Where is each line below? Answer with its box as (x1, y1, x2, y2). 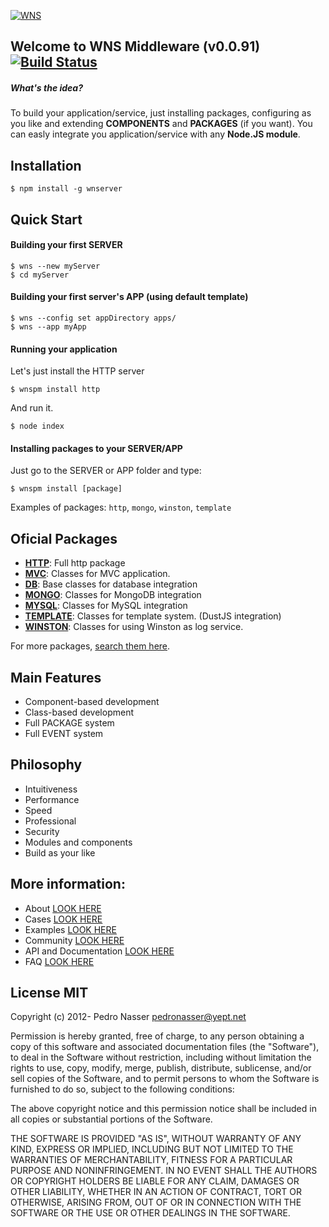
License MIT (10, 985, 89, 1002)
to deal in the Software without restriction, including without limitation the (10, 1051, 312, 1064)
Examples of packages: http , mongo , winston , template (10, 501, 232, 514)
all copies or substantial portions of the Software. (10, 1113, 213, 1125)
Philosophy (10, 756, 83, 774)
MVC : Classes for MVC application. (24, 568, 171, 580)
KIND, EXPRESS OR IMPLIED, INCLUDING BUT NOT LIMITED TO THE (10, 1143, 294, 1155)
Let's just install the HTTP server (10, 365, 145, 377)
